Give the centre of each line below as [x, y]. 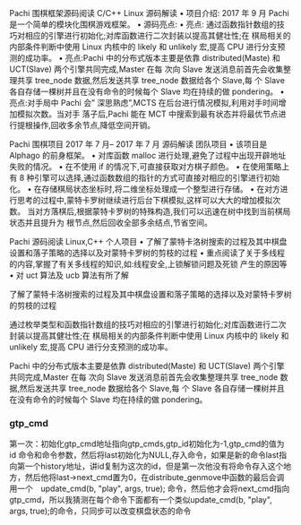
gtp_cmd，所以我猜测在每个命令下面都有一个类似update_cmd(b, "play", [141, 500]
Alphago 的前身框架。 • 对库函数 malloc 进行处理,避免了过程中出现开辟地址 [148, 155]
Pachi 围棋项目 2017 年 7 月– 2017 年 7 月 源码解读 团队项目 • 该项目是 [138, 144]
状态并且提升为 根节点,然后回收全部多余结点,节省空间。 [111, 223]
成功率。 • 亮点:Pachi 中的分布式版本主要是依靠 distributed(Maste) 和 [152, 58]
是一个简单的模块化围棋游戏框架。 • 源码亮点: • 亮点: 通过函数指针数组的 [143, 24]
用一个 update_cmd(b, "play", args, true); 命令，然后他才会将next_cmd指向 [150, 489]
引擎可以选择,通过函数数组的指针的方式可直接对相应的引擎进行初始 [157, 178]
